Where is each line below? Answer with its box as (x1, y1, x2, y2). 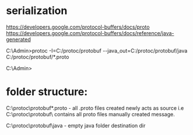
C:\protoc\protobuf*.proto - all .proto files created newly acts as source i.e (6, 104, 184, 112)
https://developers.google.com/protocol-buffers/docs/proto (6, 23, 150, 30)
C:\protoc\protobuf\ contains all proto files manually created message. (6, 110, 175, 117)
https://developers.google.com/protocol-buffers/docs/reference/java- (6, 29, 174, 36)
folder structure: (6, 85, 88, 99)
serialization (6, 4, 68, 18)
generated (6, 36, 31, 43)
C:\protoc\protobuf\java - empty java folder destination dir (6, 122, 146, 129)
